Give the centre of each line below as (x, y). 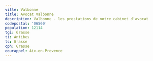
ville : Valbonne (22, 10)
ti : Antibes (17, 37)
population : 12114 (24, 28)
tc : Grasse (16, 42)
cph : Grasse (17, 46)
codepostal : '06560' (26, 23)
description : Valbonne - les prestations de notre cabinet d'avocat (77, 19)
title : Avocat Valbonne (30, 14)
